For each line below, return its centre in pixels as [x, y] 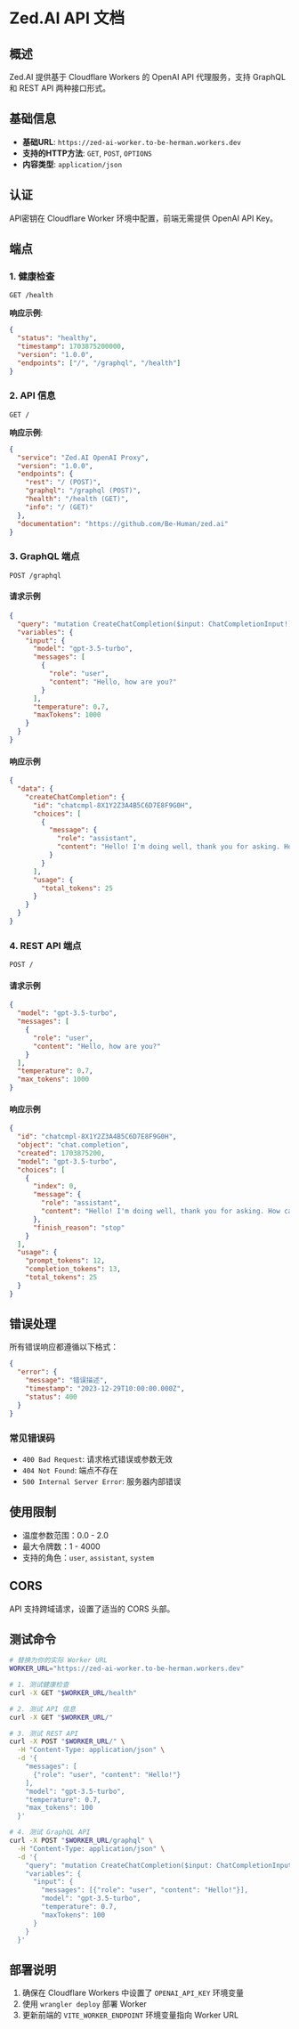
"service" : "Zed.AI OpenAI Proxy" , [83, 458]
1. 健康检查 [32, 276]
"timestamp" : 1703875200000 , [71, 347]
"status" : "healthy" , [57, 338]
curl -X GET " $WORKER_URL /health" [73, 1692]
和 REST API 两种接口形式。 [60, 88]
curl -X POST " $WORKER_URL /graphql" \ [81, 1841]
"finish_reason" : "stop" [79, 1228]
